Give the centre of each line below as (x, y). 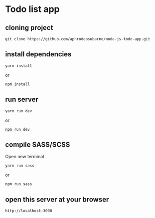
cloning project (29, 28)
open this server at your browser (57, 199)
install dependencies (38, 54)
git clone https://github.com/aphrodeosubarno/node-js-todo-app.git (78, 39)
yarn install (19, 66)
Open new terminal (25, 157)
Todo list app (32, 9)
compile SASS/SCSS (38, 145)
